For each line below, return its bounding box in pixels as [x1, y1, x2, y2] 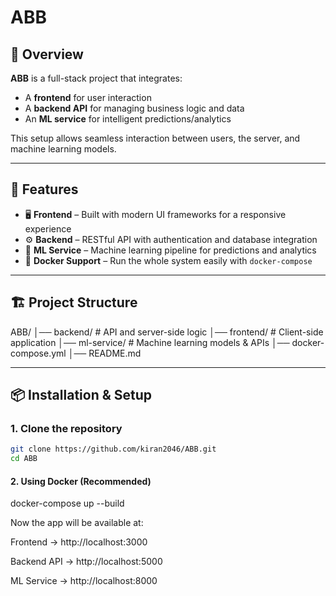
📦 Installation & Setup [10, 387, 153, 404]
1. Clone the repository [10, 421, 123, 435]
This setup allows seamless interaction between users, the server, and [10, 132, 301, 144]
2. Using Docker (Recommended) [10, 475, 152, 487]
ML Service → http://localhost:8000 [10, 575, 158, 587]
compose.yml [10, 347, 67, 359]
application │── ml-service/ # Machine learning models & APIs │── [10, 336, 290, 348]
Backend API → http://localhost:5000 [10, 556, 163, 568]
